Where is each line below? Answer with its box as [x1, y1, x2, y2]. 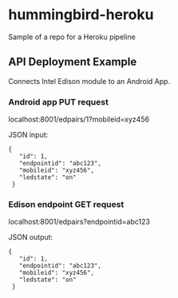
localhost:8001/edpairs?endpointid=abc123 [8, 217, 150, 227]
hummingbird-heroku [8, 6, 154, 24]
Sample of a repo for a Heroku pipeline [8, 32, 136, 42]
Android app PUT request [8, 96, 109, 107]
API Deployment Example [8, 55, 137, 69]
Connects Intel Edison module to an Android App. [8, 76, 170, 85]
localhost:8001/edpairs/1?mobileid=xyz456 [8, 114, 150, 125]
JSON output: [8, 232, 53, 242]
